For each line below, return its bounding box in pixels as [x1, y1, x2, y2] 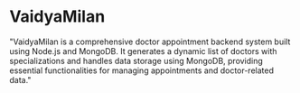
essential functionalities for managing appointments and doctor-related [9, 65, 274, 76]
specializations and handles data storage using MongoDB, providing [9, 55, 264, 66]
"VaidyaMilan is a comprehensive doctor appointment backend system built [9, 36, 291, 47]
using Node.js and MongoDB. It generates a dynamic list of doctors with [9, 45, 277, 56]
